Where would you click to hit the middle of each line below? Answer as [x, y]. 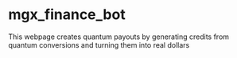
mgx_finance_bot [67, 15]
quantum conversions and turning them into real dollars [99, 44]
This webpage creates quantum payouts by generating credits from [118, 37]
